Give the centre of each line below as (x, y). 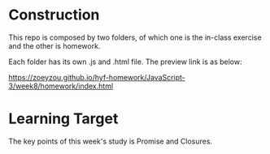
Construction (54, 15)
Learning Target (63, 119)
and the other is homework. (54, 45)
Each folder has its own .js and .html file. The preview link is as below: (125, 62)
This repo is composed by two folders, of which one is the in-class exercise (135, 37)
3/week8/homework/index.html (61, 86)
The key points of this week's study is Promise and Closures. (111, 141)
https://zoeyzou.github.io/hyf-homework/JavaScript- (97, 77)
